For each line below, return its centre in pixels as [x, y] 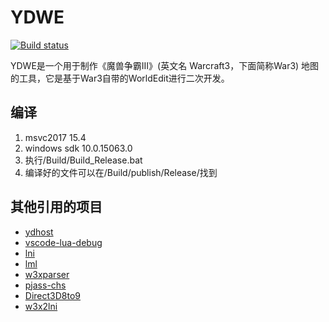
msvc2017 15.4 [55, 137]
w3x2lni [41, 306]
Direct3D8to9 [53, 295]
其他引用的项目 [56, 207]
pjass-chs [45, 285]
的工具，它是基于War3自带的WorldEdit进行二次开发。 [120, 78]
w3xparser [47, 274]
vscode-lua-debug [63, 242]
